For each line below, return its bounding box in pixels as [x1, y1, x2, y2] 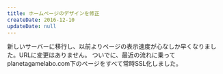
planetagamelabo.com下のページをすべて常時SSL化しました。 [7, 60, 183, 68]
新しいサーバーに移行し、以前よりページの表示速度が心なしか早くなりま [7, 42, 211, 51]
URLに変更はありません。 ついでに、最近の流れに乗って [18, 51, 176, 59]
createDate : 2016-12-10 [7, 16, 75, 23]
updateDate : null [7, 23, 57, 29]
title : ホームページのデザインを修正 [7, 10, 101, 17]
